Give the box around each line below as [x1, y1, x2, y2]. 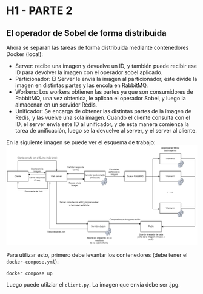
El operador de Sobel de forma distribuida [6, 28, 167, 38]
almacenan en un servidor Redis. [15, 101, 98, 108]
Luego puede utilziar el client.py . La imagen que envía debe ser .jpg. [6, 281, 180, 289]
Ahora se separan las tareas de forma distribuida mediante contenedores [6, 44, 189, 51]
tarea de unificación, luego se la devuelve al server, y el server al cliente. [15, 127, 197, 134]
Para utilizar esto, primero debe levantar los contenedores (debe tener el [6, 251, 188, 259]
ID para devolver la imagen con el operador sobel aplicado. [15, 69, 163, 76]
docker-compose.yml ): [6, 258, 59, 265]
